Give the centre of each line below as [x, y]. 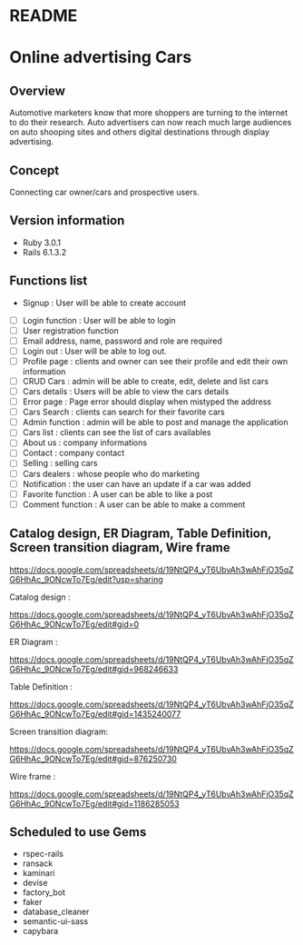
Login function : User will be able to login [99, 320]
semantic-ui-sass [55, 921]
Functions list [49, 281]
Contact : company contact [73, 453]
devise [35, 883]
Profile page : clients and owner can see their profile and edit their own [155, 361]
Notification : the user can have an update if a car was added [137, 483]
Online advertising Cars [101, 58]
